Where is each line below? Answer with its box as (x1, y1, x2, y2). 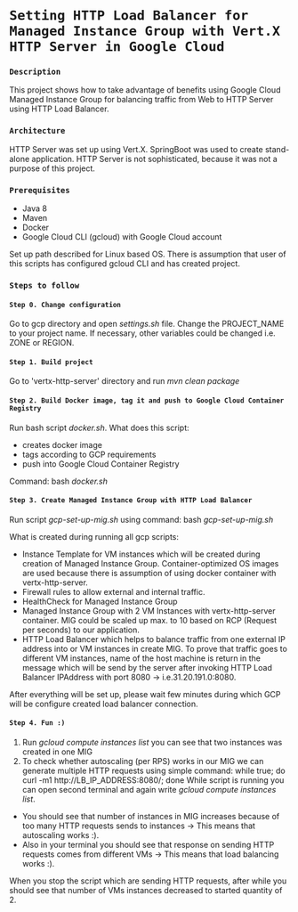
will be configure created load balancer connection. (9, 698, 198, 709)
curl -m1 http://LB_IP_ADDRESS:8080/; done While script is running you (21, 775, 285, 786)
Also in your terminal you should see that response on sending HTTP (21, 840, 275, 851)
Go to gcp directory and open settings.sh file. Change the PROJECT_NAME (9, 319, 285, 330)
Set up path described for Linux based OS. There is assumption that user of (9, 248, 286, 260)
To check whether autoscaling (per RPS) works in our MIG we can (21, 756, 264, 767)
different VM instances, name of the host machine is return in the (21, 653, 261, 664)
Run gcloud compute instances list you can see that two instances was (21, 737, 283, 748)
